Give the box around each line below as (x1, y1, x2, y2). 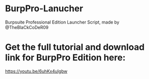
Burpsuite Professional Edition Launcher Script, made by (5, 19, 119, 25)
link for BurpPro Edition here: (5, 52, 126, 63)
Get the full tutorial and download (5, 42, 145, 53)
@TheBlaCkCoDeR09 (5, 24, 49, 30)
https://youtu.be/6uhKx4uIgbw (5, 68, 68, 74)
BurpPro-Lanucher (5, 3, 84, 14)
